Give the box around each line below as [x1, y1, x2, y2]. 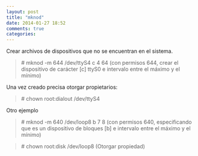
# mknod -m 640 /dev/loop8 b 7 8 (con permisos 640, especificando [20, 118, 192, 126]
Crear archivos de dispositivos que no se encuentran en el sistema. [6, 47, 173, 55]
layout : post [6, 8, 39, 15]
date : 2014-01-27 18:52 [6, 20, 66, 26]
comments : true [6, 25, 45, 32]
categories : [6, 31, 36, 37]
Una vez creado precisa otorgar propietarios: [6, 83, 118, 91]
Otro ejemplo [6, 107, 39, 114]
